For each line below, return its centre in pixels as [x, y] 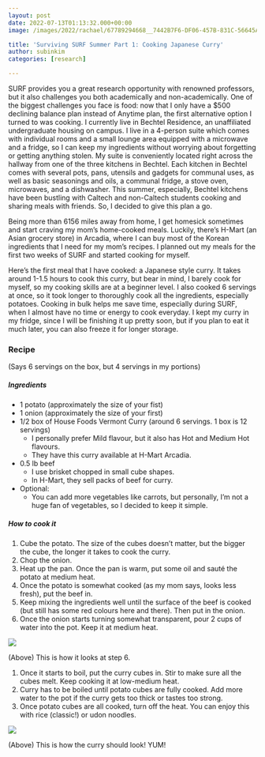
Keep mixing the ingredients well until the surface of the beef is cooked [135, 602]
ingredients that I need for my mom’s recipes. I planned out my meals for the [132, 247]
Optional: [34, 489]
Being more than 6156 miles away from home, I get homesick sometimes [126, 221]
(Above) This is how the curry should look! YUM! [87, 745]
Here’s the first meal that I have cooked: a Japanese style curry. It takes [125, 270]
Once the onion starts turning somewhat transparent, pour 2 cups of [131, 619]
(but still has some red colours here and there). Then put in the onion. [132, 611]
